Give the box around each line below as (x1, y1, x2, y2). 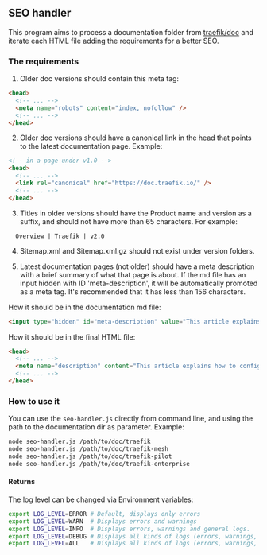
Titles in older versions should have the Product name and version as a (19, 208, 252, 218)
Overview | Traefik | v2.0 (15, 232, 105, 240)
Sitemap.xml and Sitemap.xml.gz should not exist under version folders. (19, 246, 255, 255)
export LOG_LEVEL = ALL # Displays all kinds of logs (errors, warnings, (8, 540, 258, 548)
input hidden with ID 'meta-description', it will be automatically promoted (19, 278, 258, 288)
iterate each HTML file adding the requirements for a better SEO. (8, 36, 220, 45)
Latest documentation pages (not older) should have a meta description (19, 262, 255, 271)
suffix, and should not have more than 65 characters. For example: (19, 216, 238, 226)
